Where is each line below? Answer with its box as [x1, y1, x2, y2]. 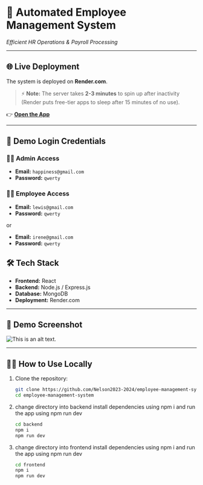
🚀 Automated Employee [6, 5, 127, 19]
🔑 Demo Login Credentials [6, 136, 106, 147]
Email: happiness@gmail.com [14, 168, 85, 175]
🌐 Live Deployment [6, 62, 80, 72]
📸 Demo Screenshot [6, 319, 83, 329]
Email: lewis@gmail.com [14, 203, 74, 211]
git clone [14, 387, 40, 393]
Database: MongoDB [14, 290, 68, 297]
